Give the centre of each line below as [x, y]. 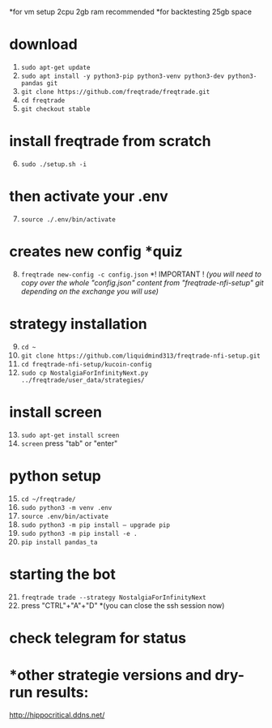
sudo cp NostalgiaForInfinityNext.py [85, 373]
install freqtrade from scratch [110, 141]
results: [62, 692]
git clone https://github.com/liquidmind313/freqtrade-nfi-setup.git [141, 356]
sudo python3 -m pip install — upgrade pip [96, 525]
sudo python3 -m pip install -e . [79, 533]
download [43, 45]
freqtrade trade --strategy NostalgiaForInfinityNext [113, 597]
